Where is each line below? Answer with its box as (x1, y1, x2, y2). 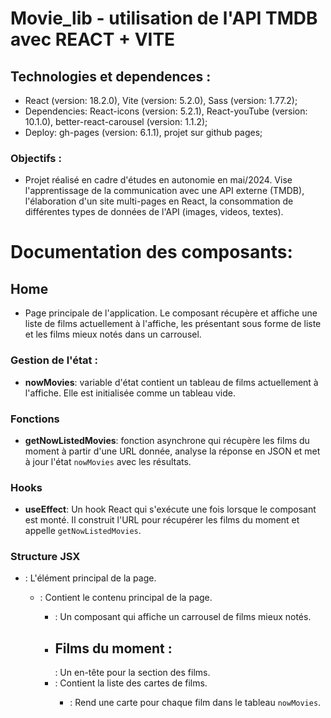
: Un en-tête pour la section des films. (54, 667, 211, 679)
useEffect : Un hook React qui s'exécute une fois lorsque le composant (24, 503, 317, 516)
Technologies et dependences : (10, 68, 212, 85)
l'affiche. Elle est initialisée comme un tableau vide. (24, 387, 236, 399)
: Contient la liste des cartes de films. (54, 677, 208, 689)
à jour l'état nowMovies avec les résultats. (24, 455, 192, 467)
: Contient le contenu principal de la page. (39, 592, 213, 604)
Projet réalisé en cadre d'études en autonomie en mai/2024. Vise (24, 174, 293, 186)
